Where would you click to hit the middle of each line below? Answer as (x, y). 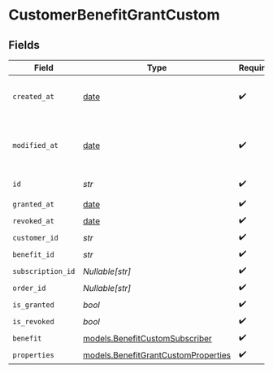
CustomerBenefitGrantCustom (115, 15)
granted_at (33, 204)
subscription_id (44, 271)
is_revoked (33, 321)
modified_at (36, 145)
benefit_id (33, 254)
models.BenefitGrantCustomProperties (157, 355)
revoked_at (33, 221)
